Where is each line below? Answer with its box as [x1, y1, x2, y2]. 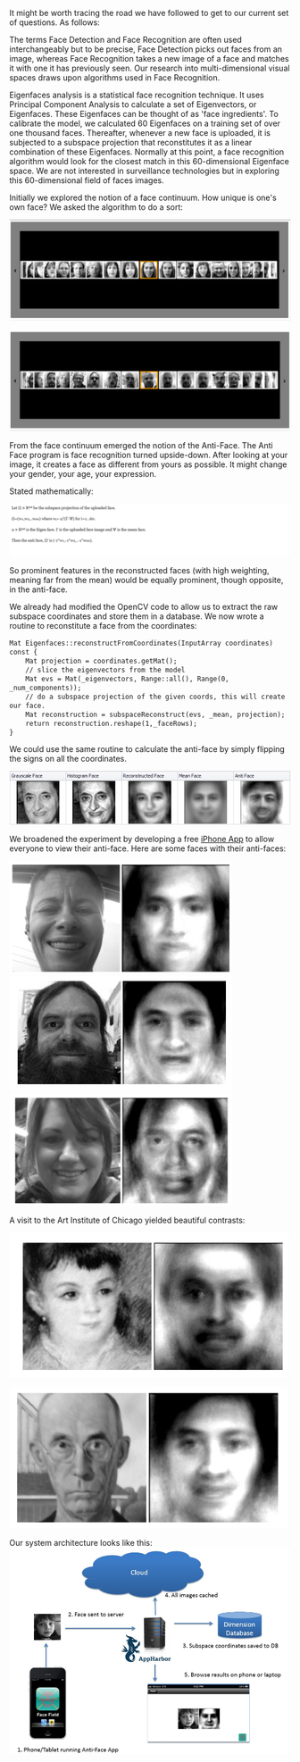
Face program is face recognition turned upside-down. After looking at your [9, 449, 288, 460]
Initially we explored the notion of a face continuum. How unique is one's [9, 192, 277, 203]
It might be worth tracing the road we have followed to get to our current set [9, 8, 289, 18]
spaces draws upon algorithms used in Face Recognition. [9, 72, 221, 83]
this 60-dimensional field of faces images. [9, 175, 164, 186]
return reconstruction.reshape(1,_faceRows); [25, 719, 198, 729]
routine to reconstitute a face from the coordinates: [9, 621, 197, 631]
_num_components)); [9, 683, 82, 693]
